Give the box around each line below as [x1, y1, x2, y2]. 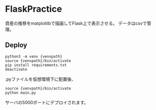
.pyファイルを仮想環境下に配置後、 [5, 76, 76, 82]
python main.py [5, 90, 36, 95]
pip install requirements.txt [5, 62, 67, 67]
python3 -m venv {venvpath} [5, 54, 63, 59]
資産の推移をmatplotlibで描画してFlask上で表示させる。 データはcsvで [5, 20, 147, 26]
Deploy [5, 41, 27, 50]
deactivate [5, 67, 27, 72]
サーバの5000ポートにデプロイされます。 [5, 99, 89, 105]
